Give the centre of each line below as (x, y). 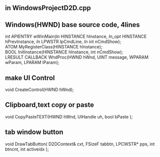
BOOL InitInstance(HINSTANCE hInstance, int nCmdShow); (64, 52)
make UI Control (30, 78)
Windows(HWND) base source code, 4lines (72, 25)
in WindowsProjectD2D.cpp (48, 8)
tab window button (34, 132)
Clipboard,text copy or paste (50, 105)
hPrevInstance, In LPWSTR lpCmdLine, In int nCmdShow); (63, 42)
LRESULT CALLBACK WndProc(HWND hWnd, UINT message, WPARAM (77, 57)
